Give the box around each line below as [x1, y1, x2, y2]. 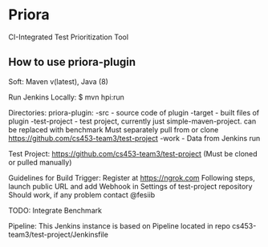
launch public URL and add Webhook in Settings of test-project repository [8, 181, 253, 191]
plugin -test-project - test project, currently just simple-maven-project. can [8, 116, 257, 126]
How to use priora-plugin [8, 55, 136, 69]
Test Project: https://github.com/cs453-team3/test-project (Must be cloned [8, 148, 258, 158]
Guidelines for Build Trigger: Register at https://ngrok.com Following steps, [8, 172, 255, 182]
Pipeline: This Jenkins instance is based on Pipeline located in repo [8, 221, 231, 230]
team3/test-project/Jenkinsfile [8, 229, 108, 239]
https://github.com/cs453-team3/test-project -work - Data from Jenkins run [8, 133, 261, 143]
